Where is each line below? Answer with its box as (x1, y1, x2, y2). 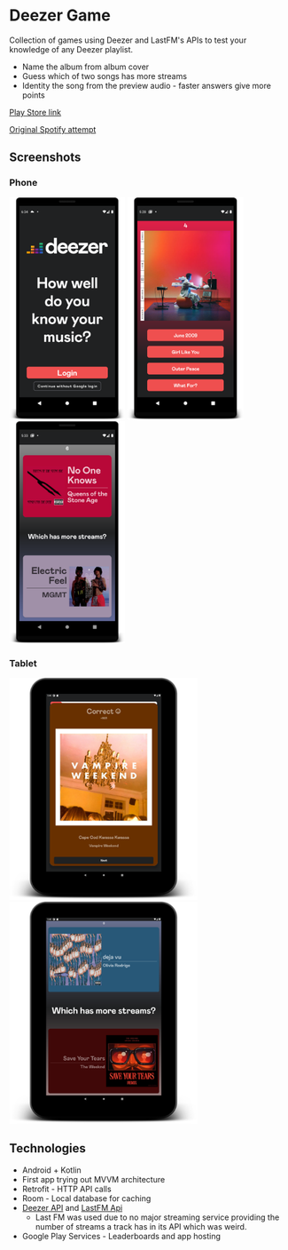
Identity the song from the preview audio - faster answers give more (21, 80, 272, 91)
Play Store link (9, 107, 62, 117)
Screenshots (9, 150, 82, 165)
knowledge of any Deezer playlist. (9, 44, 134, 54)
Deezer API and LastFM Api (21, 1202, 123, 1213)
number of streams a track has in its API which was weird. (35, 1221, 247, 1231)
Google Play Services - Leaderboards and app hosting (21, 1230, 222, 1241)
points (21, 90, 46, 100)
